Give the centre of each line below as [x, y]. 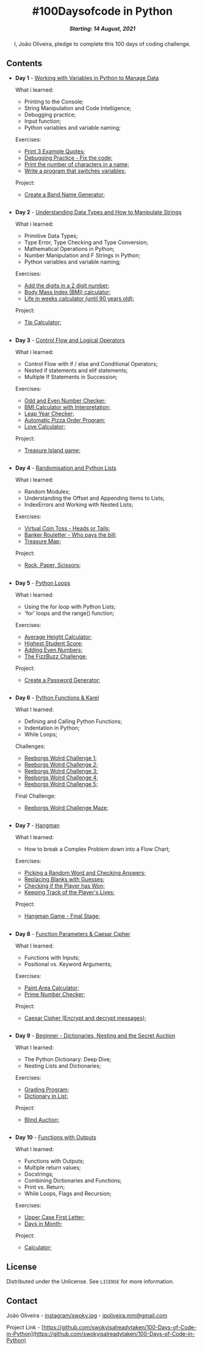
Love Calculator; [45, 426]
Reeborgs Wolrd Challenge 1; [61, 758]
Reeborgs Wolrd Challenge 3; [61, 771]
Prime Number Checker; [55, 994]
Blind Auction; [42, 1120]
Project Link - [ [25, 1327]
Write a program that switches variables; [75, 171]
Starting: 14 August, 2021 [102, 28]
